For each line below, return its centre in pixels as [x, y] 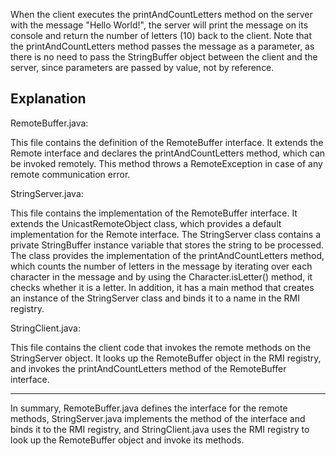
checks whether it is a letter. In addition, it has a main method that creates [162, 287]
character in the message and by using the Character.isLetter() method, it [161, 276]
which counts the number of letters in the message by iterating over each [161, 266]
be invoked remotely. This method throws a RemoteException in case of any [166, 163]
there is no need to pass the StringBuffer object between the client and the [164, 57]
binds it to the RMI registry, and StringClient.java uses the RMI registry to [160, 429]
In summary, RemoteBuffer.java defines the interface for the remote [149, 408]
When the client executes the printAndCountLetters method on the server [161, 14]
